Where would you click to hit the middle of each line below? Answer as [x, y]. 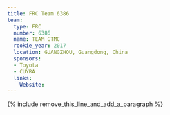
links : [23, 78]
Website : [32, 85]
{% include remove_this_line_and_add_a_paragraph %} [85, 104]
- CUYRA [25, 71]
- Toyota [26, 65]
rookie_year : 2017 [40, 46]
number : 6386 [32, 33]
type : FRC [27, 26]
